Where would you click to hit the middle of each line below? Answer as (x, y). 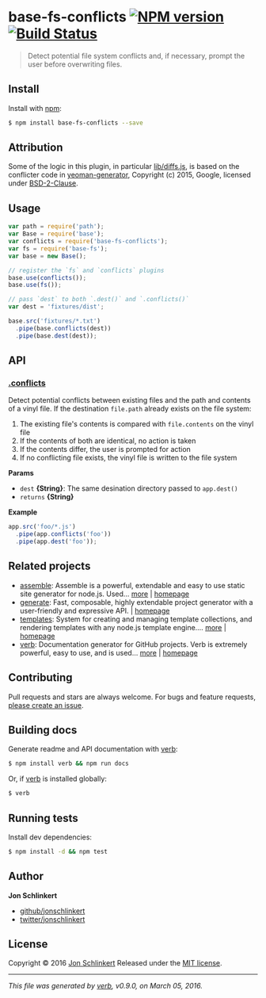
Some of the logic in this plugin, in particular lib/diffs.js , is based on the (124, 166)
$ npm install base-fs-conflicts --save (76, 123)
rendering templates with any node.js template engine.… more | (123, 627)
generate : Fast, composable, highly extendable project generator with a (136, 602)
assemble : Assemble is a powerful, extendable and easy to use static (132, 585)
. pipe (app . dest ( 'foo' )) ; (56, 542)
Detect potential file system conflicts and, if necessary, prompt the (136, 55)
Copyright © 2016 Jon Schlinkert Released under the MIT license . (116, 963)
